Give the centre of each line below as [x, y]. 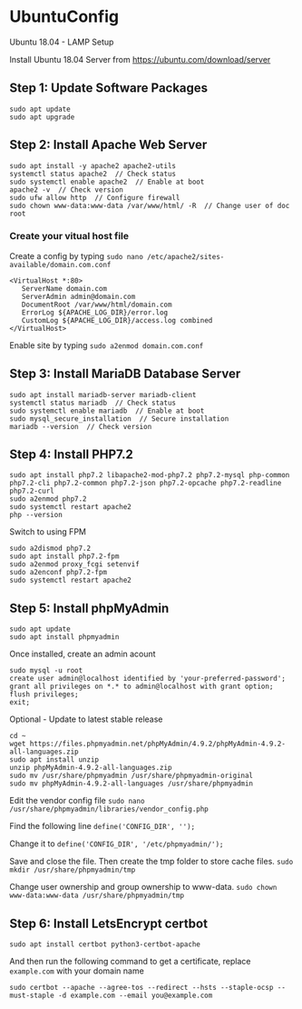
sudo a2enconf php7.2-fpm [58, 573]
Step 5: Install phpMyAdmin [89, 608]
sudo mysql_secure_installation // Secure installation [119, 419]
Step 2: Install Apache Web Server [108, 145]
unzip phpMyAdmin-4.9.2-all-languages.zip [91, 768]
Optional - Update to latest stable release [86, 719]
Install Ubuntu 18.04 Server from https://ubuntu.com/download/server [140, 59]
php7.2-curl [32, 491]
